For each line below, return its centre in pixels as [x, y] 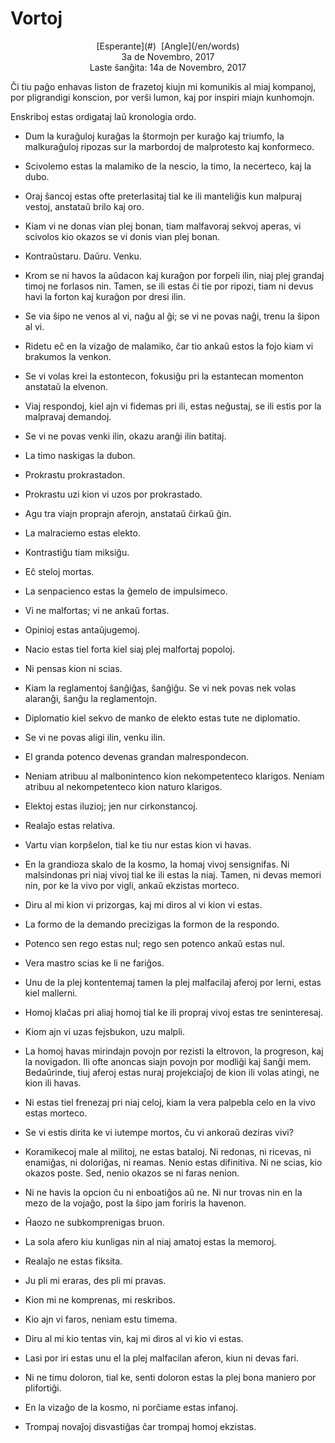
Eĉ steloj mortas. [59, 571]
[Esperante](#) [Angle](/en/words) [168, 46]
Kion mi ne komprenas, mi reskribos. [100, 1299]
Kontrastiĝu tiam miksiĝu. [77, 552]
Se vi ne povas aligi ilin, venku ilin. [95, 737]
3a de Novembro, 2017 [168, 56]
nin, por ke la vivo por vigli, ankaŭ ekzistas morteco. [132, 885]
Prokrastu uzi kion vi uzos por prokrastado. [113, 494]
